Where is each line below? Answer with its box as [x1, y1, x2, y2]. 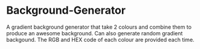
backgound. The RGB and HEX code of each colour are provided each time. [6, 36, 195, 43]
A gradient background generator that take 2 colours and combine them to [6, 23, 192, 30]
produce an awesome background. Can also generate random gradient [6, 29, 183, 36]
